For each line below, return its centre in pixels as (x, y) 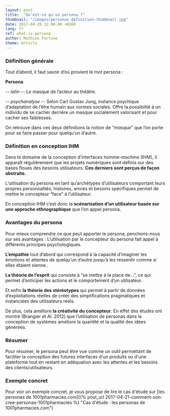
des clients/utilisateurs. (30, 367)
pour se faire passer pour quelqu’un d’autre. (51, 133)
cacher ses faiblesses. (29, 118)
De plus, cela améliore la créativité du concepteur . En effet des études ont (84, 311)
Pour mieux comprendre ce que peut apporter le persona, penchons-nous (83, 233)
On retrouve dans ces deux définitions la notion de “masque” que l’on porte (84, 128)
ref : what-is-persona (28, 34)
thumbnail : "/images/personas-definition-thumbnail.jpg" (67, 19)
